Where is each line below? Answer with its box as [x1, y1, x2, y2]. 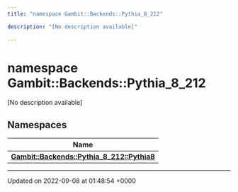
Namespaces [7, 118, 67, 131]
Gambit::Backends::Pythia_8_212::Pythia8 [11, 152, 156, 162]
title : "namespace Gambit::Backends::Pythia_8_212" [7, 10, 163, 18]
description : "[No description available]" [7, 23, 138, 30]
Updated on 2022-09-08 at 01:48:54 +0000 [7, 176, 136, 185]
